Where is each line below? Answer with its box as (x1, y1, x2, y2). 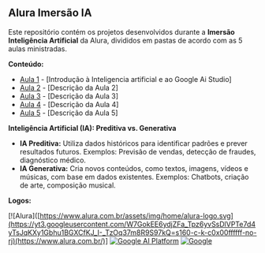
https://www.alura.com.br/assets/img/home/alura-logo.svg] (39, 210, 234, 220)
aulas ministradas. (8, 43, 67, 54)
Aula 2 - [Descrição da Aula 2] (19, 83, 118, 92)
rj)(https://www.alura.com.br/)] (8, 236, 109, 245)
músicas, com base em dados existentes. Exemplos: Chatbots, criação (19, 172, 249, 181)
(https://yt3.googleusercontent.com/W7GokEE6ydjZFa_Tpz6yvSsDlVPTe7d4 (8, 219, 256, 229)
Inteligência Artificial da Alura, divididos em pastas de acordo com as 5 (8, 35, 243, 45)
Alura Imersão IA (8, 6, 92, 20)
